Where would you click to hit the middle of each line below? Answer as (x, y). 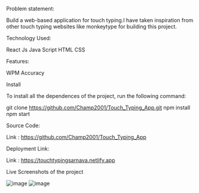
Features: (18, 61)
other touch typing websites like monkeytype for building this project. (92, 27)
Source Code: (23, 125)
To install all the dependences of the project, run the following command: (96, 96)
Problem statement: (30, 9)
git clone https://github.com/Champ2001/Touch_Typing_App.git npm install (98, 108)
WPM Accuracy (25, 73)
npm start (18, 114)
